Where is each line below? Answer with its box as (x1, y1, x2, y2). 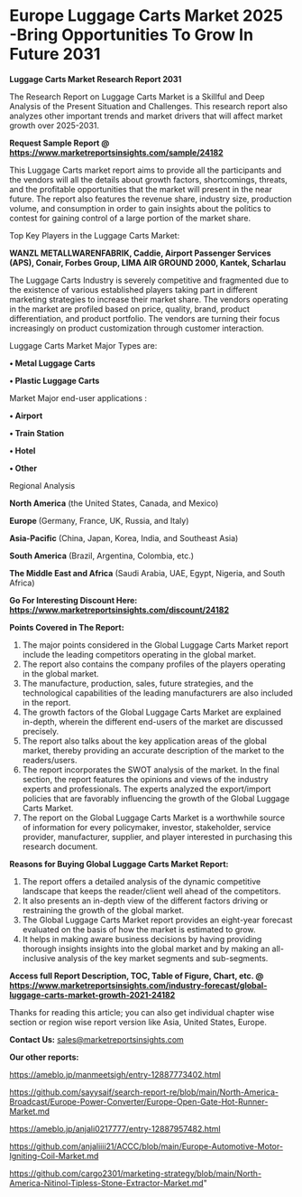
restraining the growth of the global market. (22, 904, 185, 915)
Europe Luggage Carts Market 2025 (9, 5, 284, 26)
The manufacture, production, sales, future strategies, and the (22, 678, 254, 688)
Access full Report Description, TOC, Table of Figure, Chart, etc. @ (9, 970, 264, 981)
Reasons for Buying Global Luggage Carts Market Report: (9, 858, 229, 869)
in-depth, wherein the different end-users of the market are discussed (22, 715, 284, 727)
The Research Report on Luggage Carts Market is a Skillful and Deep (9, 91, 265, 102)
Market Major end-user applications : (9, 392, 147, 403)
